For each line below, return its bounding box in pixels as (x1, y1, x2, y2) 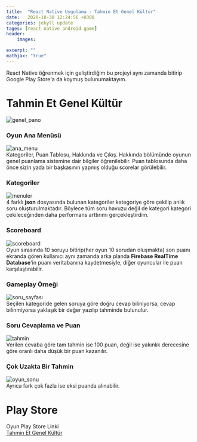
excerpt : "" (6, 47, 36, 54)
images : (17, 36, 36, 42)
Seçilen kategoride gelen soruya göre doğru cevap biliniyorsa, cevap (6, 300, 176, 307)
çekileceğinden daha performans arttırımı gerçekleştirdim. (6, 211, 149, 219)
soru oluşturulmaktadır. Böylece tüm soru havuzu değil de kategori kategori (6, 205, 191, 212)
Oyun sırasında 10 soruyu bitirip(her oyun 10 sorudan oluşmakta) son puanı (6, 246, 190, 253)
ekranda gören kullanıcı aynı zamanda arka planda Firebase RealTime (6, 252, 178, 260)
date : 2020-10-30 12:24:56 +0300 (6, 14, 95, 20)
